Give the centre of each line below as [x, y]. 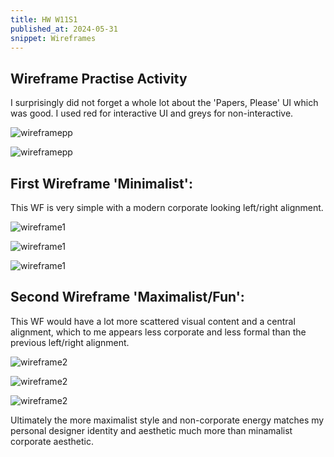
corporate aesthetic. [52, 441]
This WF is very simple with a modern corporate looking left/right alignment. [167, 207]
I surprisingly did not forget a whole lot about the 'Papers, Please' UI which [164, 103]
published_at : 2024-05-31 [64, 29]
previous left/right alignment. [70, 342]
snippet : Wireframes [53, 38]
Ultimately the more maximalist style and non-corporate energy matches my [167, 420]
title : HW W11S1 [44, 19]
